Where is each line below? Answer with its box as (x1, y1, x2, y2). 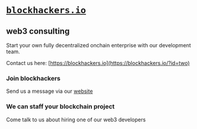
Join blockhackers (6, 74, 61, 82)
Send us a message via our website (6, 88, 93, 95)
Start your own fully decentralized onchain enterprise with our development (6, 42, 191, 49)
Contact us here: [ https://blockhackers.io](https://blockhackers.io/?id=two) (6, 60, 190, 66)
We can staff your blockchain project (6, 102, 115, 111)
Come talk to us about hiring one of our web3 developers (6, 116, 146, 123)
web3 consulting (6, 26, 70, 36)
